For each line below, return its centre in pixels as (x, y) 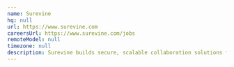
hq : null (20, 20)
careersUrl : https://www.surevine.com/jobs (71, 33)
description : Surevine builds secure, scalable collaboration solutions (115, 53)
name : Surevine (29, 14)
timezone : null (29, 46)
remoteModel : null (34, 40)
